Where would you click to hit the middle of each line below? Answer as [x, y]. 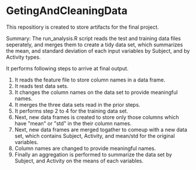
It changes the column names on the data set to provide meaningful [96, 92]
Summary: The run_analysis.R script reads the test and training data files [94, 38]
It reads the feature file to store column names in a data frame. [90, 80]
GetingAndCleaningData [67, 11]
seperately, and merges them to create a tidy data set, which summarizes [94, 45]
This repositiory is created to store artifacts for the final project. [82, 27]
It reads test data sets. [42, 86]
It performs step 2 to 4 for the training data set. [71, 111]
